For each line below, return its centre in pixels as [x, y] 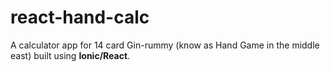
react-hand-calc [80, 17]
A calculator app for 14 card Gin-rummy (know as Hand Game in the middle [165, 45]
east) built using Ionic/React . [70, 55]
